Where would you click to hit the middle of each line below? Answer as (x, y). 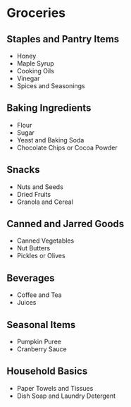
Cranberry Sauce (42, 349)
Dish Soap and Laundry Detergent (66, 396)
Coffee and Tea (39, 295)
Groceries (36, 13)
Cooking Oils (35, 71)
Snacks (23, 170)
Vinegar (28, 78)
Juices (26, 303)
